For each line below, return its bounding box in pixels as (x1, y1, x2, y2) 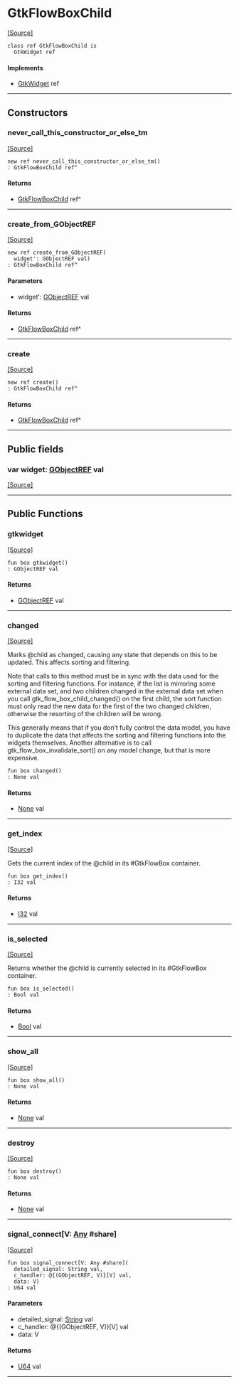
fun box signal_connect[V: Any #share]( (7, 1259, 129, 1267)
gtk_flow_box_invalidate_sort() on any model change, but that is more (7, 746, 211, 755)
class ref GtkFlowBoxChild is (7, 42, 97, 49)
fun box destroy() (7, 1168, 62, 1175)
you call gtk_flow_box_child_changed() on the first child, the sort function (7, 695, 222, 703)
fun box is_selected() (7, 985, 75, 993)
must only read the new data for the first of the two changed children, (7, 702, 212, 710)
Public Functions (7, 508, 83, 520)
